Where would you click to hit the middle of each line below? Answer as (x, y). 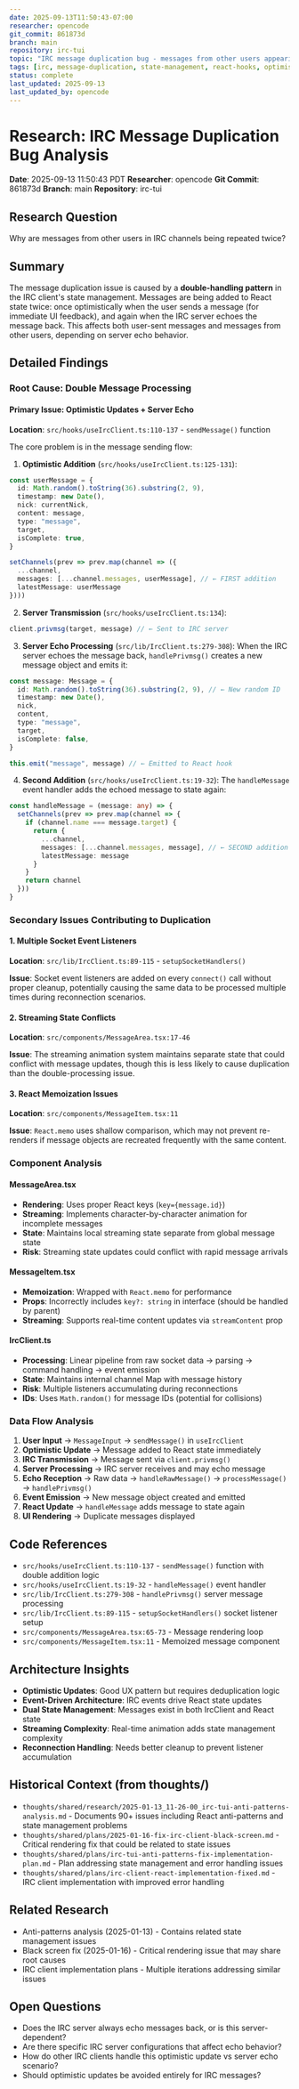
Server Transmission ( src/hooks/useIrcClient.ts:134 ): (124, 612)
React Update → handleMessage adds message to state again (133, 1507)
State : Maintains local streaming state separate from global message (149, 1233)
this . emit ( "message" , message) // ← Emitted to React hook (121, 763)
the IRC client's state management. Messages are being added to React (141, 297)
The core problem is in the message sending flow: (101, 447)
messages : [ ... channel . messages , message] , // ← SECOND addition (165, 847)
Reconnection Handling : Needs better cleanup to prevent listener (143, 1747)
